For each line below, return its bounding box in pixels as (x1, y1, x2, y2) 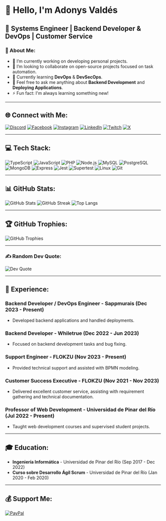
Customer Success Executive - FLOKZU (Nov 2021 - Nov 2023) (5, 377, 160, 384)
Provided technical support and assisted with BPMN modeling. (12, 365, 140, 371)
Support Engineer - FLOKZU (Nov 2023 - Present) (5, 354, 127, 361)
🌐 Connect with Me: (5, 111, 68, 120)
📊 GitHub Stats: (5, 184, 56, 193)
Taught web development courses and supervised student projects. (12, 424, 150, 430)
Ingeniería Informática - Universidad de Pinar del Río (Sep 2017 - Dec (12, 459, 155, 465)
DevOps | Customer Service (5, 32, 93, 40)
